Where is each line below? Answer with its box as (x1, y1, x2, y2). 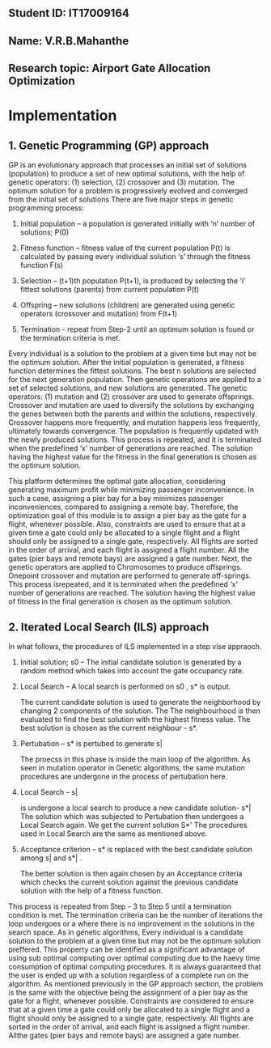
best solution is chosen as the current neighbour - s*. (19, 723, 198, 732)
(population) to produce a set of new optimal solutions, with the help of (8, 169, 245, 179)
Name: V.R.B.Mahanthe (8, 34, 129, 48)
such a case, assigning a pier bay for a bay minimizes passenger (8, 494, 224, 503)
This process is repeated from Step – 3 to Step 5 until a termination (8, 902, 232, 911)
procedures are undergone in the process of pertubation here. (19, 771, 228, 781)
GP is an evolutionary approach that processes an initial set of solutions (8, 160, 248, 170)
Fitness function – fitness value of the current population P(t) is (19, 243, 231, 253)
